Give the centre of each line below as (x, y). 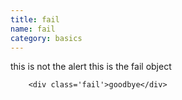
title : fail (35, 19)
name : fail (33, 29)
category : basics (46, 38)
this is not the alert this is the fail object (91, 67)
